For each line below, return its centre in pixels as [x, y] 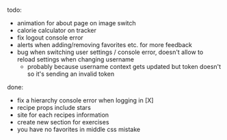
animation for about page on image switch [77, 23]
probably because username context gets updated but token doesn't [124, 67]
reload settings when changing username [76, 59]
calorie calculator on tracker [57, 30]
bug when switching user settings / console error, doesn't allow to [110, 52]
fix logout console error [50, 38]
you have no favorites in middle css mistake [79, 129]
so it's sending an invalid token [71, 74]
